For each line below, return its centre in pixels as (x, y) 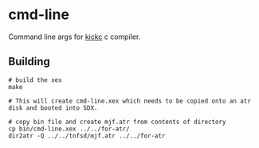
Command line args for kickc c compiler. (75, 37)
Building (29, 62)
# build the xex (35, 80)
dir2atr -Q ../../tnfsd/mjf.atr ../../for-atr (87, 136)
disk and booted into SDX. (53, 108)
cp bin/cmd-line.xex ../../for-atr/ (69, 129)
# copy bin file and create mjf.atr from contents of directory (117, 122)
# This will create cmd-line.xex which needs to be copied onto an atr (129, 101)
